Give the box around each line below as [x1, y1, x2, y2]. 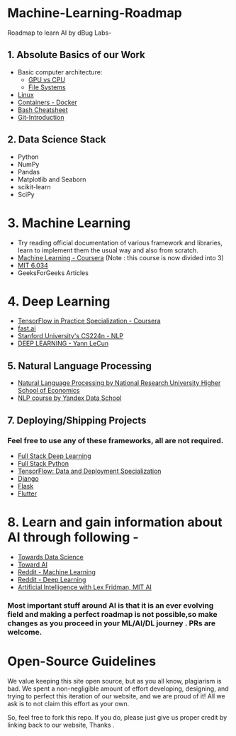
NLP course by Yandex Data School [17, 394, 122, 402]
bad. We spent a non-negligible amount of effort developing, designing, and [7, 684, 229, 693]
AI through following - [7, 530, 140, 545]
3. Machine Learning [7, 215, 131, 231]
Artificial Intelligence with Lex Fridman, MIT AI [17, 583, 152, 591]
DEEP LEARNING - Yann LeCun [17, 339, 108, 348]
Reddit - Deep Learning [17, 575, 86, 584]
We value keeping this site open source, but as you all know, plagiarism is [7, 676, 222, 685]
